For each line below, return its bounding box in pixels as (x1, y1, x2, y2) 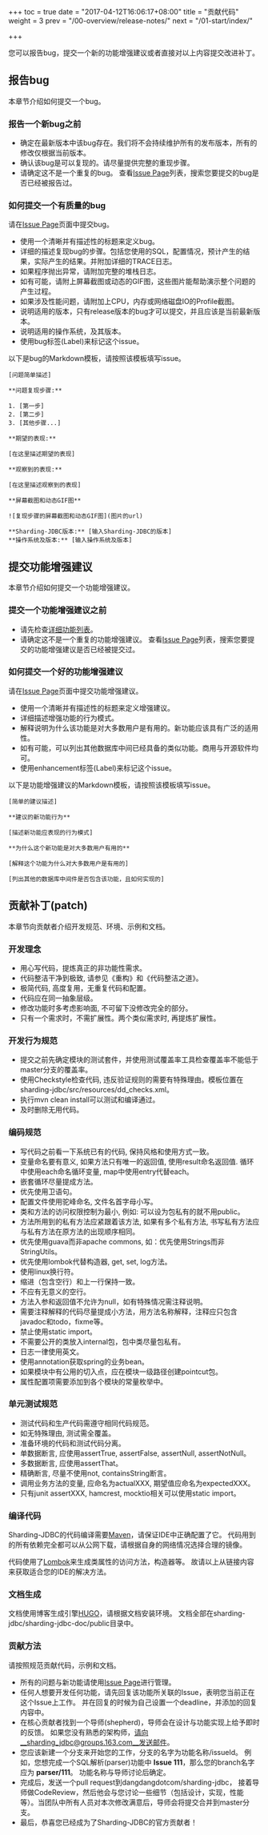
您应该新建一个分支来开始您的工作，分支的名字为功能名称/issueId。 (19, 1747, 242, 1757)
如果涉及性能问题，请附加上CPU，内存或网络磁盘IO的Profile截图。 (19, 297, 239, 307)
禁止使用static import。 (19, 1327, 98, 1336)
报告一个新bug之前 (8, 118, 82, 130)
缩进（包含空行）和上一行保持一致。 (19, 1276, 140, 1286)
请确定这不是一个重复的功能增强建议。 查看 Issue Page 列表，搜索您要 (19, 635, 248, 644)
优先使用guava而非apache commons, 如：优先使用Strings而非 (19, 1236, 226, 1246)
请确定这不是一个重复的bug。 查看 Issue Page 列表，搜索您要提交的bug (19, 168, 253, 178)
